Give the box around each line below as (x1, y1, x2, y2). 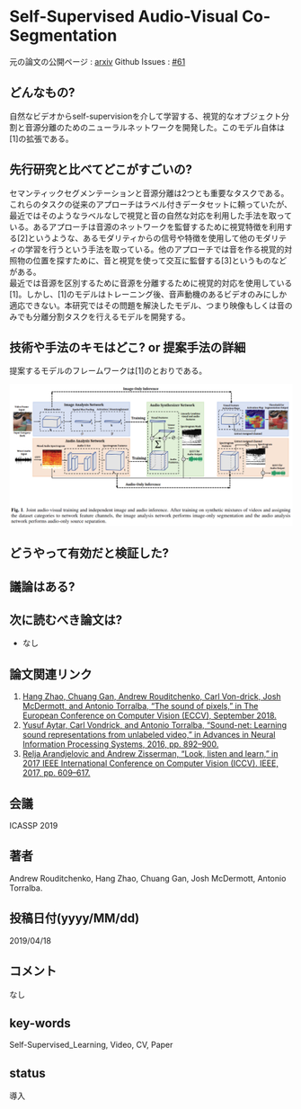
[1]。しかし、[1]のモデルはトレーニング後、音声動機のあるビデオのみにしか (9, 288, 288, 299)
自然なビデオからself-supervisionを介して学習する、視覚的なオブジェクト (9, 111, 282, 121)
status (9, 1065, 47, 1080)
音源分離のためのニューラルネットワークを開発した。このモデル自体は (24, 121, 285, 132)
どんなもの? (9, 85, 75, 101)
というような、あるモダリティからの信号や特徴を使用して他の (27, 232, 256, 244)
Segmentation (9, 25, 118, 46)
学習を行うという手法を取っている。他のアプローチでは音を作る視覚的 (24, 244, 285, 254)
